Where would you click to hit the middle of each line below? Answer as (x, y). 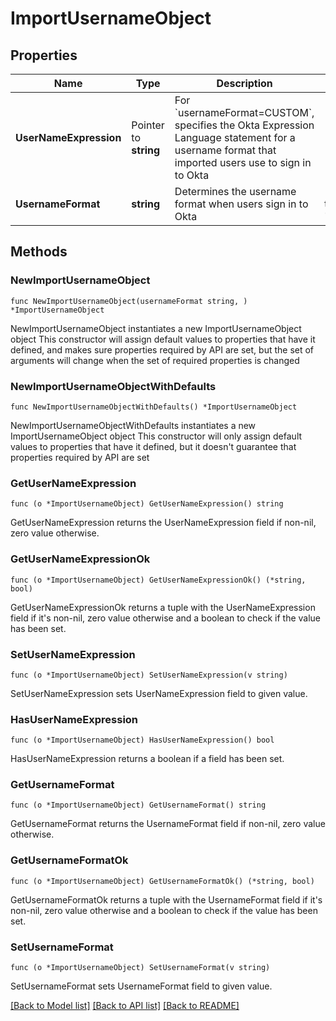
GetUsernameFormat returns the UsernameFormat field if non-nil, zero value (168, 824)
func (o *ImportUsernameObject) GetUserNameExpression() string (147, 504)
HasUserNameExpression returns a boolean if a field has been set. (147, 759)
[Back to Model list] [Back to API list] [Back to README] (125, 1006)
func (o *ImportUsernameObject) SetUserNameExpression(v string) (149, 675)
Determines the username (235, 191)
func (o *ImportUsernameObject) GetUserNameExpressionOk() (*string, (158, 580)
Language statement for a (235, 137)
